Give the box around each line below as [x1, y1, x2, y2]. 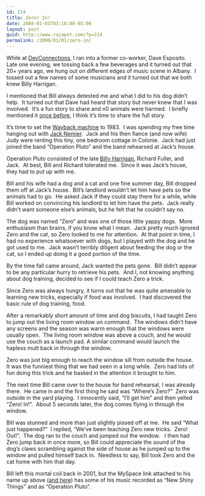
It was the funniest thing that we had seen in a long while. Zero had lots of [6, 363, 195, 370]
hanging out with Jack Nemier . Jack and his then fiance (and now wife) [6, 130, 187, 137]
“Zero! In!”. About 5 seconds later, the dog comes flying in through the [6, 400, 185, 408]
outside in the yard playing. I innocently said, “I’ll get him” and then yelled [6, 394, 193, 401]
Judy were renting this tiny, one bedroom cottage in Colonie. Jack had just [6, 137, 196, 144]
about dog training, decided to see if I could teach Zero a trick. [6, 275, 164, 282]
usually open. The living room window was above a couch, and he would [6, 331, 191, 339]
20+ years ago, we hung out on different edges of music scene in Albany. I [6, 67, 196, 74]
